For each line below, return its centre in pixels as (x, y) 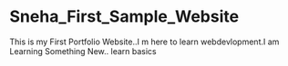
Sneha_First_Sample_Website (124, 17)
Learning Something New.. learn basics (83, 51)
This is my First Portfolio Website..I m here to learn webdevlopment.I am (144, 42)
